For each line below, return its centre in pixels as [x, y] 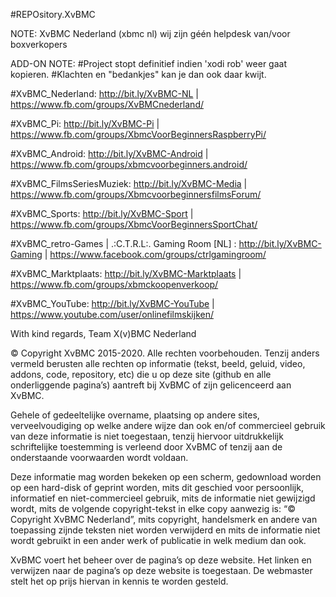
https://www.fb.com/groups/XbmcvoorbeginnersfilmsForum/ [136, 194]
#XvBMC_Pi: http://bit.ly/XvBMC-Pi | [85, 123]
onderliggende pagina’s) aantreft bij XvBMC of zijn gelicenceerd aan [151, 385]
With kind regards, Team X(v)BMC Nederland [103, 333]
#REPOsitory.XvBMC [53, 14]
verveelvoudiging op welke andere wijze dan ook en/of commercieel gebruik [168, 425]
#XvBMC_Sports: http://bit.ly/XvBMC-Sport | [102, 213]
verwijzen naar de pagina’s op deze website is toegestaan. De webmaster [161, 570]
